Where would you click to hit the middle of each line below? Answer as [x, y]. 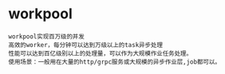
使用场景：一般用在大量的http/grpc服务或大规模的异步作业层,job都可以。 [115, 62]
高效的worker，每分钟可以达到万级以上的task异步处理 [86, 45]
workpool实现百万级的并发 [47, 37]
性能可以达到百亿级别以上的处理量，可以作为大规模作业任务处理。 [101, 53]
